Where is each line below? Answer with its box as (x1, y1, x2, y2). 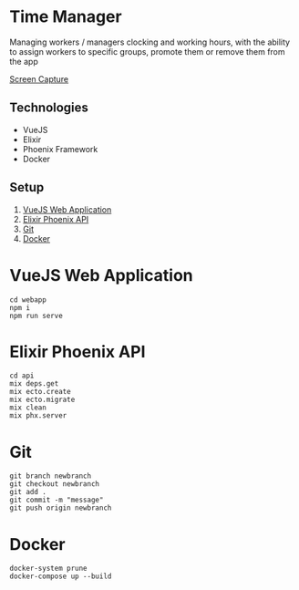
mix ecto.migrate (9, 395, 76, 405)
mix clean (9, 403, 47, 412)
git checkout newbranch (9, 480, 100, 489)
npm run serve (9, 311, 64, 320)
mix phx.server (9, 411, 67, 420)
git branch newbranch (9, 471, 92, 481)
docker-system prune (9, 564, 88, 574)
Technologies (9, 100, 89, 116)
